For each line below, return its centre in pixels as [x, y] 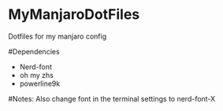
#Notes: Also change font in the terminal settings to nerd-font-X [112, 98]
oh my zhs [36, 75]
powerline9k [40, 83]
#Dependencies [34, 51]
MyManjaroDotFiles [74, 15]
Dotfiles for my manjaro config [58, 36]
